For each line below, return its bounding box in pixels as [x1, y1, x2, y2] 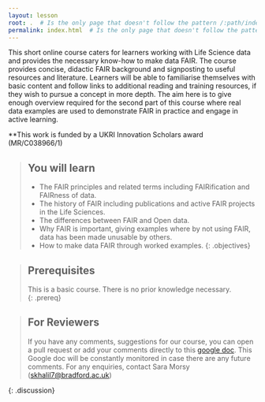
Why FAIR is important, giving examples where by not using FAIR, [39, 224, 251, 233]
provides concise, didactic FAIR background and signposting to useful [8, 65, 236, 74]
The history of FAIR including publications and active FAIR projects [39, 199, 256, 209]
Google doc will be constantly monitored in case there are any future [27, 353, 251, 363]
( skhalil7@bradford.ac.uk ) [27, 370, 112, 379]
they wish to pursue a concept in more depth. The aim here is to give [8, 90, 232, 99]
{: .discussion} [8, 385, 55, 395]
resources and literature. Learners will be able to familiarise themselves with [8, 73, 256, 83]
